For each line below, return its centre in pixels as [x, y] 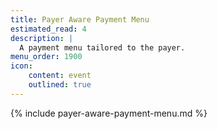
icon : [21, 66]
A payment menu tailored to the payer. [102, 47]
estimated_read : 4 [48, 29]
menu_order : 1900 [46, 57]
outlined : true [60, 85]
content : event [60, 76]
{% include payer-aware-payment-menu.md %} [109, 113]
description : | [42, 38]
